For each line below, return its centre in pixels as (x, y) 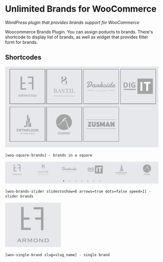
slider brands (19, 196)
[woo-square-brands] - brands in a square (49, 156)
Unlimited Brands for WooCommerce (81, 9)
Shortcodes (23, 58)
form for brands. (21, 42)
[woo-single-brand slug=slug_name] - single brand (57, 255)
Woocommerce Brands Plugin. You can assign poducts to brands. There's (79, 32)
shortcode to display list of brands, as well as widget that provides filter (77, 37)
